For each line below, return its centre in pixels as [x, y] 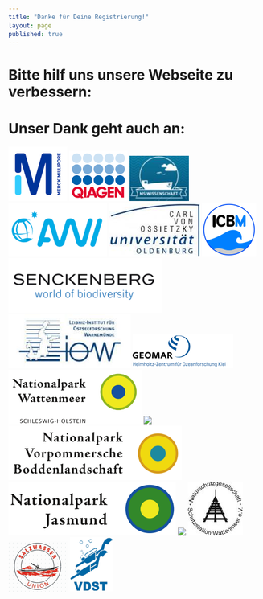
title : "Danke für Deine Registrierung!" [79, 17]
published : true [35, 34]
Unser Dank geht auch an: [97, 128]
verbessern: [50, 92]
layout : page [30, 25]
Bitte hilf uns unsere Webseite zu [121, 74]
